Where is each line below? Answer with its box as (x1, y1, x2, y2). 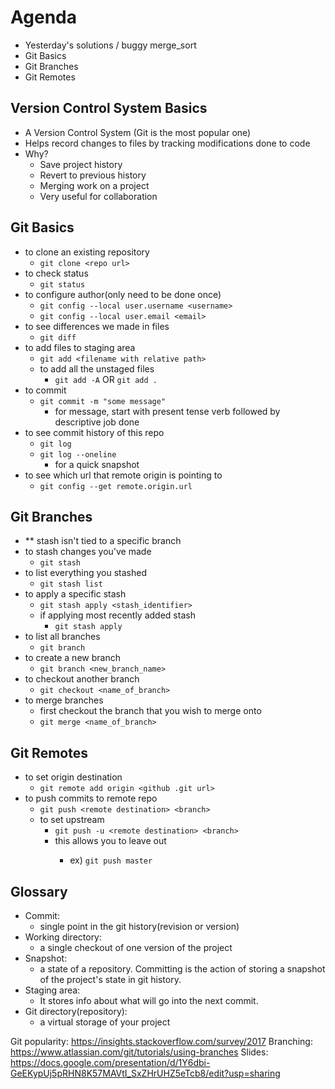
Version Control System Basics (10, 100, 208, 117)
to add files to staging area (24, 341, 136, 353)
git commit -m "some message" (39, 396, 167, 406)
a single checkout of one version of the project (39, 942, 233, 953)
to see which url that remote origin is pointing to (24, 469, 223, 481)
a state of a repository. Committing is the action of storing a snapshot (39, 963, 326, 975)
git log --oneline (39, 449, 117, 460)
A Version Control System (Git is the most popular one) (24, 126, 252, 138)
